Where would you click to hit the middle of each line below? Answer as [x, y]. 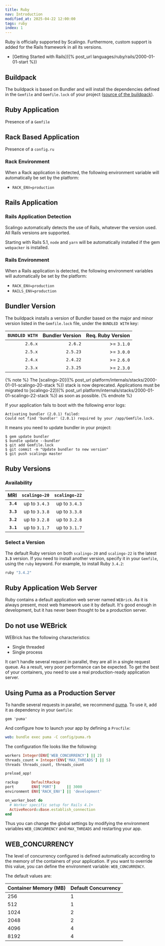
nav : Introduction [24, 14]
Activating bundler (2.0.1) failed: [42, 414]
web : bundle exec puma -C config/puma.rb [48, 737]
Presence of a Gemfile [27, 121]
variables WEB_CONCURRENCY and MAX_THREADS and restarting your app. [73, 828]
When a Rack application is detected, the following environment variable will [82, 172]
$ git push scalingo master [34, 454]
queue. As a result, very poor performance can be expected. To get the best [82, 667]
